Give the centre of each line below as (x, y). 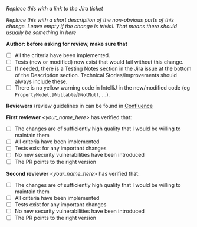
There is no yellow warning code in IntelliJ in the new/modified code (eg (102, 88)
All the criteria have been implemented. (62, 55)
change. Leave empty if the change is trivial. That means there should (92, 26)
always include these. (41, 81)
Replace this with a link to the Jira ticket (55, 9)
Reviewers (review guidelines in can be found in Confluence (80, 106)
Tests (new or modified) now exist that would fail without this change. (99, 62)
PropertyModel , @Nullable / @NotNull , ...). (62, 94)
